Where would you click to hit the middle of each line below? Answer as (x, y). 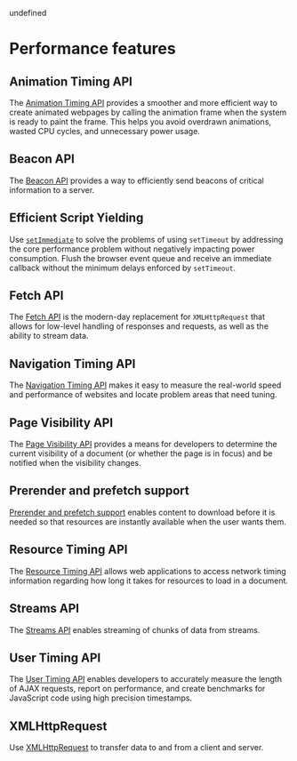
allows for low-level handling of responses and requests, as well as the (139, 326)
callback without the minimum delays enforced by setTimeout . (122, 268)
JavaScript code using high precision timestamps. (101, 698)
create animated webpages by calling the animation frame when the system (148, 112)
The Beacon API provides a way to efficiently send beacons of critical (136, 180)
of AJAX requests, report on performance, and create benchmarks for (137, 689)
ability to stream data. (49, 336)
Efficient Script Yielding (76, 218)
